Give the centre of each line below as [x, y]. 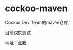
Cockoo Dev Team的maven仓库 [36, 22]
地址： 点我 [16, 43]
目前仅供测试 [18, 32]
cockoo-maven [36, 8]
